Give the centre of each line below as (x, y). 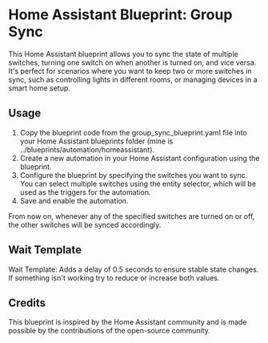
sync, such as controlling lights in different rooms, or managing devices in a (133, 79)
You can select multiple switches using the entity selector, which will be (138, 184)
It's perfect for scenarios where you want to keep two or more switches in (130, 71)
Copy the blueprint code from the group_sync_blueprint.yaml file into (133, 132)
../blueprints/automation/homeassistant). (87, 149)
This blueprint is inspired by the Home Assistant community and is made (128, 322)
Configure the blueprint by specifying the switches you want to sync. (134, 175)
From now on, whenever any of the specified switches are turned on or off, (132, 216)
